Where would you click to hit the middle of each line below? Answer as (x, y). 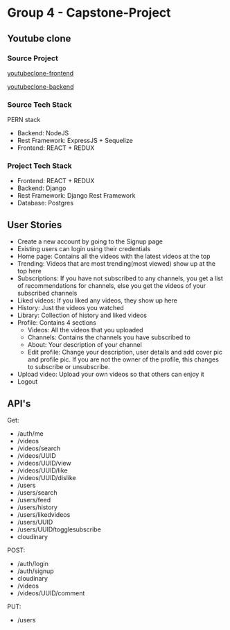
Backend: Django (42, 188)
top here (29, 271)
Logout (27, 382)
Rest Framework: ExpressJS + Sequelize (75, 141)
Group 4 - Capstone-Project (89, 13)
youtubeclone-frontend (41, 73)
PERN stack (24, 120)
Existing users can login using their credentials (84, 249)
